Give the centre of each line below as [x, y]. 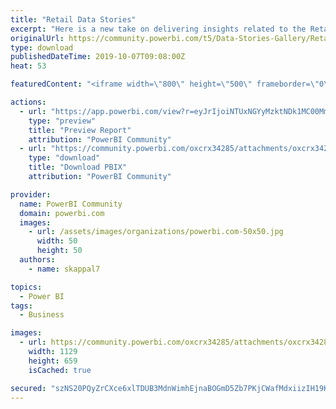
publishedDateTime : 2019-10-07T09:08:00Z [98, 57]
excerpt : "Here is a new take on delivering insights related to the [158, 29]
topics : [26, 287]
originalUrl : [37, 38]
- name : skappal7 [64, 269]
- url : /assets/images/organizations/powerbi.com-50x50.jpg [156, 232]
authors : [37, 260]
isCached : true [60, 370]
